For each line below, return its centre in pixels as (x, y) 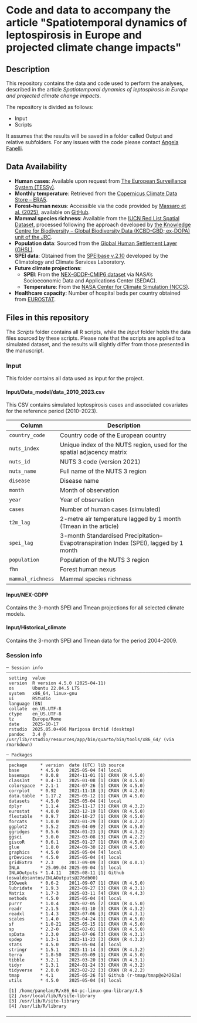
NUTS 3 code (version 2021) (100, 462)
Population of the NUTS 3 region (104, 560)
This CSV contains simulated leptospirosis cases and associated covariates (97, 405)
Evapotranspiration (86, 543)
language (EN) (26, 704)
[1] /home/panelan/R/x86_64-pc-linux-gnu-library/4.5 (76, 991)
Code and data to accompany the (89, 10)
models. (16, 614)
